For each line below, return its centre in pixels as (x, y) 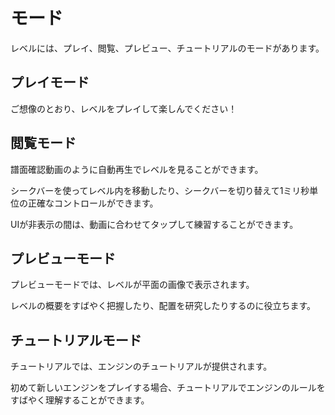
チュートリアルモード (76, 340)
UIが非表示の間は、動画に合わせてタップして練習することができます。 (154, 224)
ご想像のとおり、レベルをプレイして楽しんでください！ (124, 108)
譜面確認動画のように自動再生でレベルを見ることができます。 (137, 169)
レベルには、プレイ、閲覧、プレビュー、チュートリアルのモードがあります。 (167, 48)
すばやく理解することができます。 (80, 400)
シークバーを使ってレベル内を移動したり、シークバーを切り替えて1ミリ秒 (160, 190)
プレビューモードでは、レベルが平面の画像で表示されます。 (132, 285)
